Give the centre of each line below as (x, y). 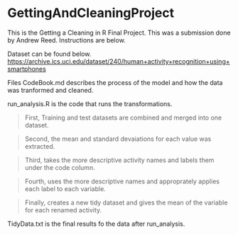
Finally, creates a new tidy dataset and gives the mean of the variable (126, 202)
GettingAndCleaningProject (91, 13)
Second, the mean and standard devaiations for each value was (118, 139)
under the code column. (60, 167)
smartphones (27, 69)
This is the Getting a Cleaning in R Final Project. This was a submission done (119, 33)
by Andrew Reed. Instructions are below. (66, 40)
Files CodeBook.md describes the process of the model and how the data (115, 82)
